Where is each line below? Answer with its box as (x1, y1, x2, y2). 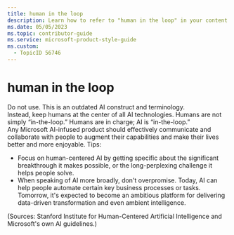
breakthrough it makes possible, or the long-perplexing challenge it (17, 161, 213, 169)
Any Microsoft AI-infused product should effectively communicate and (7, 125, 212, 133)
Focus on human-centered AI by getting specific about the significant (17, 154, 219, 162)
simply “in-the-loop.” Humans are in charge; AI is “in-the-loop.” (7, 117, 190, 126)
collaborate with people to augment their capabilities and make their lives (7, 133, 219, 141)
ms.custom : (7, 43, 39, 50)
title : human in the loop (7, 10, 83, 18)
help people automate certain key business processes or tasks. (17, 183, 201, 192)
